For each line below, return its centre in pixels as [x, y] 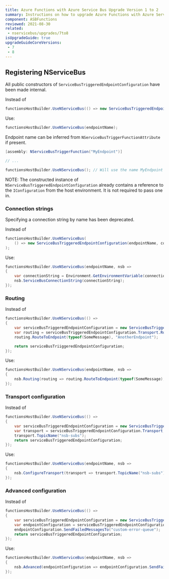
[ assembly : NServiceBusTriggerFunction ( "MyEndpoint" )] [64, 152]
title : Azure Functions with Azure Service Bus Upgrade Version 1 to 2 [82, 10]
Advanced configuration [36, 490]
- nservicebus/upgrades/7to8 [38, 33]
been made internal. [26, 90]
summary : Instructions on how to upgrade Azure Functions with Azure [80, 15]
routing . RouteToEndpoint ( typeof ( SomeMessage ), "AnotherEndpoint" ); [86, 337]
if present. [16, 143]
